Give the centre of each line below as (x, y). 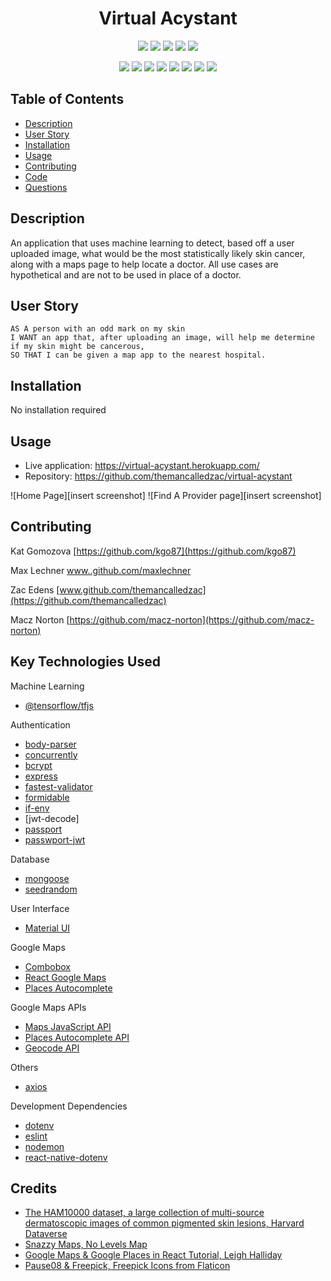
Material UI (47, 928)
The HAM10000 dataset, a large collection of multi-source (144, 1213)
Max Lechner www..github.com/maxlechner (101, 570)
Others (24, 1067)
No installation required (58, 410)
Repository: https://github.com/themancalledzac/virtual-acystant (158, 476)
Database (30, 859)
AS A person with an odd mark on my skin (98, 329)
